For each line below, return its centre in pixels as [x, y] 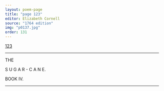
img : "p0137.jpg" [23, 28]
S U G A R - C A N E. [26, 69]
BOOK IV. [14, 79]
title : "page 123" [24, 14]
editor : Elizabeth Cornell [32, 18]
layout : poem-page [24, 9]
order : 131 [16, 32]
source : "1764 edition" [29, 23]
